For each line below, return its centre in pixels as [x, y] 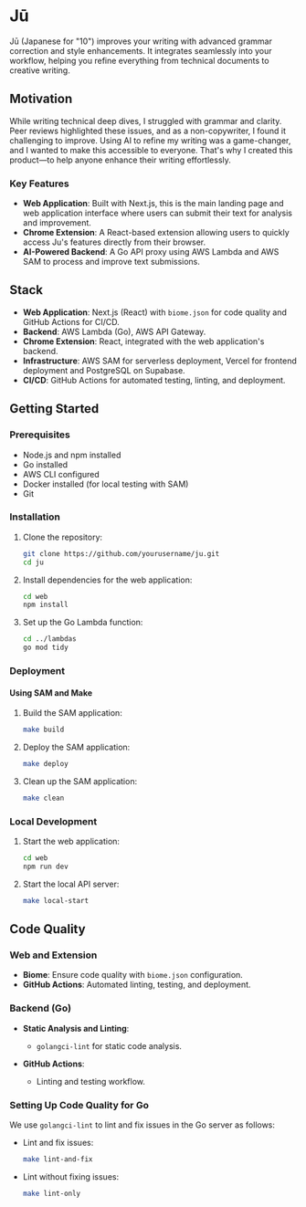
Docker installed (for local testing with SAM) [106, 484]
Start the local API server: [71, 884]
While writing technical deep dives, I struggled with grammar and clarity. [146, 121]
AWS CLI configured [61, 474]
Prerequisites [40, 435]
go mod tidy [45, 648]
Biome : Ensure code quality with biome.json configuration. [133, 975]
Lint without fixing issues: [71, 1176]
